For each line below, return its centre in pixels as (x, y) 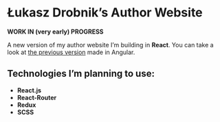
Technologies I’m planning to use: (81, 74)
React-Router (37, 97)
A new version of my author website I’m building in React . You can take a (111, 45)
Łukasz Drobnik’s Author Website (105, 13)
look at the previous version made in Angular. (71, 52)
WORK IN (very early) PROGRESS (55, 32)
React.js (29, 90)
